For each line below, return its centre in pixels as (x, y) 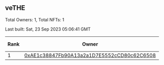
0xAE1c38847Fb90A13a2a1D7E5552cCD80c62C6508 (90, 55)
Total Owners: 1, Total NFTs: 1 (35, 19)
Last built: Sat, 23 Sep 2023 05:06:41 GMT (48, 29)
